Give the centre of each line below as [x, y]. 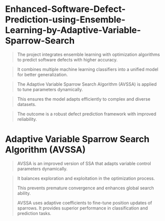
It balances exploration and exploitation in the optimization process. [86, 178]
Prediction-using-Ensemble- [65, 20]
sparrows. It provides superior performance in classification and [82, 208]
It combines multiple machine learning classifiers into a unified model [88, 69]
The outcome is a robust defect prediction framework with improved [87, 114]
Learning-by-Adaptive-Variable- [73, 30]
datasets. [27, 104]
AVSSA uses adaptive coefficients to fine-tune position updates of [84, 203]
